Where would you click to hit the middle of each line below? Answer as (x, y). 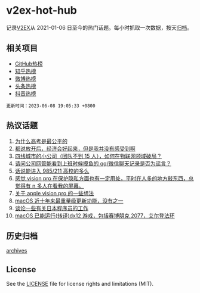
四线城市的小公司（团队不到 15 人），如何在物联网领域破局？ (88, 156)
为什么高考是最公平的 (41, 141)
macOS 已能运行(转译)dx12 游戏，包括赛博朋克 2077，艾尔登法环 (95, 216)
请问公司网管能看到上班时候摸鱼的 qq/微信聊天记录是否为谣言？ (93, 163)
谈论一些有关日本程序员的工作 (51, 208)
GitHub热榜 (29, 64)
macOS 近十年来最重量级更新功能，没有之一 (69, 201)
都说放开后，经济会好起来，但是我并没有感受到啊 (75, 148)
